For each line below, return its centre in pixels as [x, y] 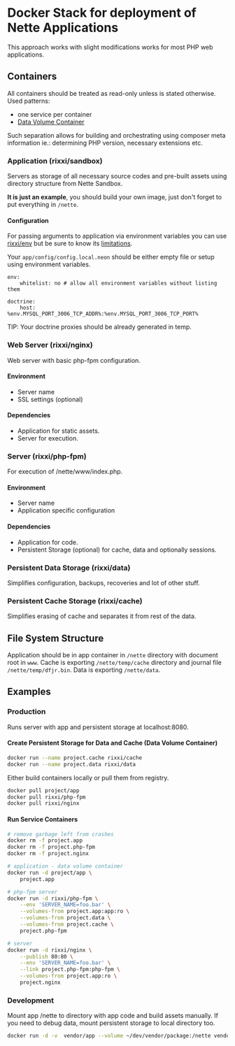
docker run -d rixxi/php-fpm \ [53, 898]
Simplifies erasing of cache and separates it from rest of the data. [102, 616]
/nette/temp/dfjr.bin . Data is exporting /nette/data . [84, 670]
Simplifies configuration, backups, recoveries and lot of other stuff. [104, 582]
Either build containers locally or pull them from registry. [88, 778]
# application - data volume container [65, 866]
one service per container [55, 114]
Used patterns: [29, 101]
